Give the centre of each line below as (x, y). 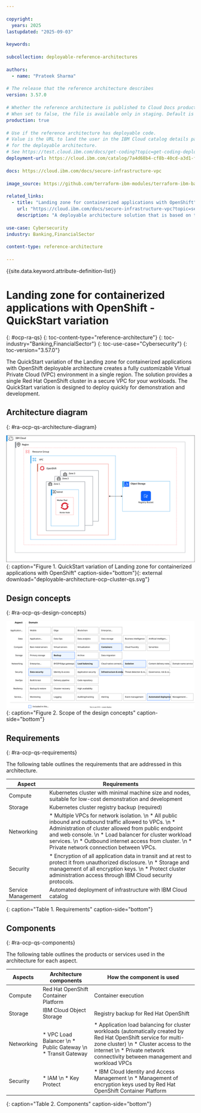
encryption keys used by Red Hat (135, 1084)
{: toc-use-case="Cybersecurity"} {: (142, 343)
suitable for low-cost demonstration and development (116, 799)
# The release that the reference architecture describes (80, 89)
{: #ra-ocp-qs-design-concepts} (46, 613)
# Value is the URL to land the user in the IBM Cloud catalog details (97, 139)
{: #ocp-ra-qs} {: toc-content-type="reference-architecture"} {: (85, 337)
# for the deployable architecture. (52, 146)
